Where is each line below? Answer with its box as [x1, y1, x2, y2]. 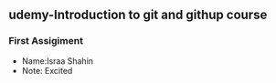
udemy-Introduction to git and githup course [8, 7, 268, 23]
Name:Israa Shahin [21, 55, 93, 67]
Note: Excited [21, 65, 73, 76]
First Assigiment [8, 35, 84, 47]
